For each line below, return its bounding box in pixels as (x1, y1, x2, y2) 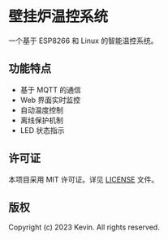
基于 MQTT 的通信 (19, 84, 81, 94)
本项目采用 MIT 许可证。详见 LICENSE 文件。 (8, 174, 159, 184)
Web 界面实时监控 (19, 95, 81, 105)
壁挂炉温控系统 (8, 7, 109, 26)
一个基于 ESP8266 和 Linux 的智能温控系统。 (8, 36, 158, 45)
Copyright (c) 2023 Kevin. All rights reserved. (8, 222, 160, 232)
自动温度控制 (19, 105, 63, 114)
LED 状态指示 (19, 125, 65, 135)
